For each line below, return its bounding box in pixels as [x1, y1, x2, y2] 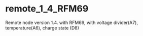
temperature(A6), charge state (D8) [5, 24, 80, 30]
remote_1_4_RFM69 [5, 3, 89, 14]
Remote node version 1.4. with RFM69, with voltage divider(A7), [5, 19, 138, 25]
